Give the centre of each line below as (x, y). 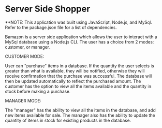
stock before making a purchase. (38, 91)
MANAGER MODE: (23, 100)
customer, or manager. (28, 47)
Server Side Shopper (48, 9)
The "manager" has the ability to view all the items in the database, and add (81, 110)
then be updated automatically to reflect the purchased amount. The (73, 81)
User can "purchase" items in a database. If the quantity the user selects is (80, 66)
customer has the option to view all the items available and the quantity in (78, 86)
